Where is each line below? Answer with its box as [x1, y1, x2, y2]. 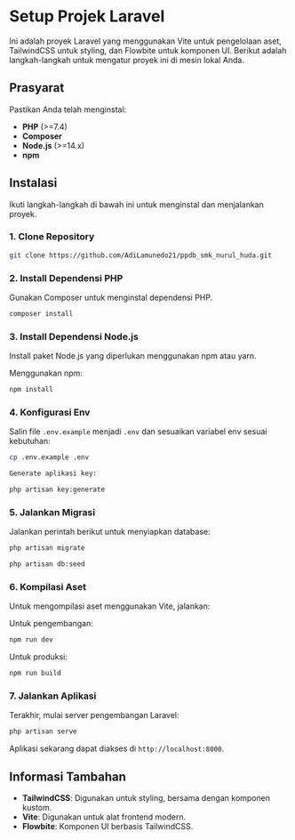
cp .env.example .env [9, 453, 90, 462]
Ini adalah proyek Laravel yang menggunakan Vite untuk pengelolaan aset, [9, 36, 283, 46]
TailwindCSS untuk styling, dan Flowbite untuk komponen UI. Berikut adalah [9, 44, 287, 55]
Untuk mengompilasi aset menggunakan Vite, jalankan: [9, 601, 211, 611]
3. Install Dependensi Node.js [9, 330, 140, 343]
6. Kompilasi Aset [9, 580, 87, 593]
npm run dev [9, 635, 53, 644]
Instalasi [9, 175, 58, 190]
